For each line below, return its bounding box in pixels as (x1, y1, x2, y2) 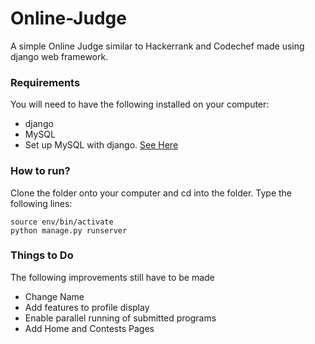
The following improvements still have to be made (10, 271, 215, 283)
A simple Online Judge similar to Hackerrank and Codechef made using (10, 40, 305, 52)
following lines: (10, 197, 73, 209)
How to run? (10, 164, 71, 178)
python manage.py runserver (10, 225, 128, 236)
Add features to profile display (24, 301, 150, 313)
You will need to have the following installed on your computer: (10, 98, 270, 111)
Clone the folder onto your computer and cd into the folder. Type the (10, 187, 293, 199)
